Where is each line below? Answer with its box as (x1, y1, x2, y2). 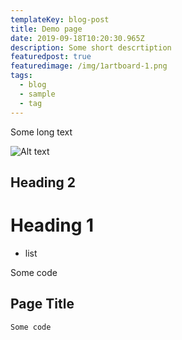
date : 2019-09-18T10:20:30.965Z (10, 33, 145, 43)
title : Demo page (10, 24, 83, 34)
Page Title (10, 296, 75, 313)
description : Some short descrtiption (10, 42, 172, 53)
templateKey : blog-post (10, 14, 110, 25)
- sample (19, 89, 56, 99)
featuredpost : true (10, 52, 92, 62)
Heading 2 (10, 174, 77, 191)
